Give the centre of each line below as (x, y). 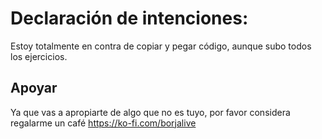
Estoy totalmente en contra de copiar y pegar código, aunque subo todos (161, 46)
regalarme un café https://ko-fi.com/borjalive (103, 123)
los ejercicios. (39, 56)
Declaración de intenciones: (129, 18)
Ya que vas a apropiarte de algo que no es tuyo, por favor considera (150, 112)
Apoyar (34, 88)
